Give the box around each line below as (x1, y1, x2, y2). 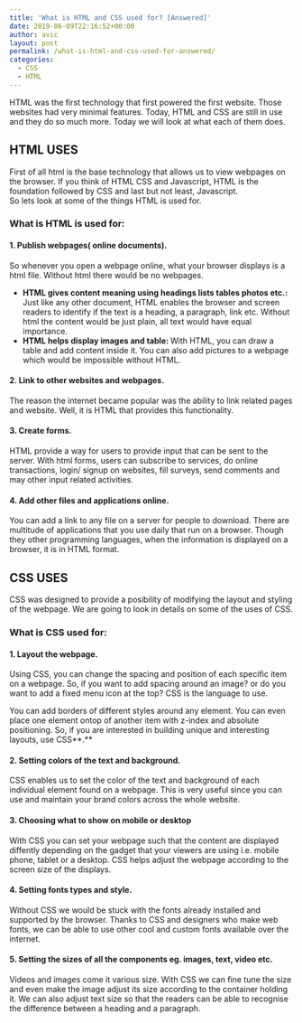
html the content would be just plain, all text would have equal (22, 315, 252, 326)
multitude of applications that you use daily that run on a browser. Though (9, 525, 284, 536)
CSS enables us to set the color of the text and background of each (9, 774, 260, 786)
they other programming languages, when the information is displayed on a (9, 534, 288, 545)
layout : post (9, 38, 59, 48)
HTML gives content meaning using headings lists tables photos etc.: (22, 286, 288, 298)
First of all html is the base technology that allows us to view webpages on (9, 166, 286, 177)
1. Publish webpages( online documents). (9, 240, 168, 251)
